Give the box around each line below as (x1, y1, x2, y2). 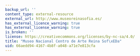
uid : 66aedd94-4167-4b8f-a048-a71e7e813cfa (5, 43, 96, 48)
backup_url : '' (5, 7, 36, 12)
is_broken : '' (5, 30, 34, 35)
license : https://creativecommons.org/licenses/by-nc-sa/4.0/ (5, 35, 135, 39)
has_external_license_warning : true (5, 25, 80, 30)
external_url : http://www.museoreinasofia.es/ (5, 16, 102, 21)
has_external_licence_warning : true (5, 20, 80, 26)
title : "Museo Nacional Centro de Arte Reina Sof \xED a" (5, 39, 122, 44)
